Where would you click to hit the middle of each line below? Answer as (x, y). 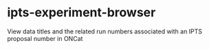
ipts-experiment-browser (81, 13)
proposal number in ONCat (45, 38)
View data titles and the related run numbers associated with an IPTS (105, 31)
